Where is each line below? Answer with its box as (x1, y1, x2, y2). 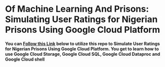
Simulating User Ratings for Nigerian (5, 14, 158, 25)
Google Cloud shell (5, 56, 45, 62)
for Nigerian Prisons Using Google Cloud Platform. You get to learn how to (5, 45, 159, 52)
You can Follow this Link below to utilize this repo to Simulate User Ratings (5, 41, 160, 46)
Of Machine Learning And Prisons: (5, 3, 149, 15)
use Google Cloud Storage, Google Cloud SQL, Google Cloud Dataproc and (5, 51, 161, 57)
